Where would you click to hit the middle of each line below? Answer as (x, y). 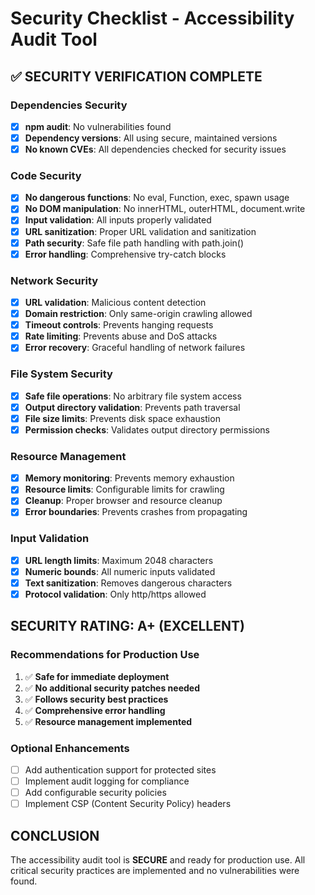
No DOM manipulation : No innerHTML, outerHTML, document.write (165, 209)
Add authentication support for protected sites (120, 769)
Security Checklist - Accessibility (152, 18)
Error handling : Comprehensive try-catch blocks (125, 254)
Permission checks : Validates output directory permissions (147, 429)
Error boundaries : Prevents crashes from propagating (136, 512)
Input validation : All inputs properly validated (118, 220)
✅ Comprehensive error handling (95, 710)
